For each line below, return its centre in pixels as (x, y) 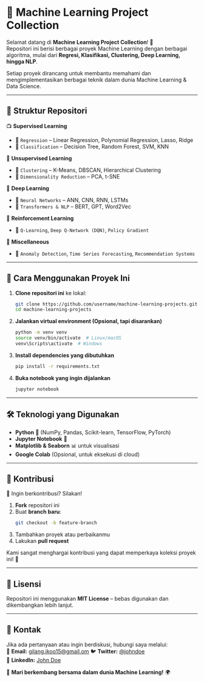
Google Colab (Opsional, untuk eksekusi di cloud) (77, 454)
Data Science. (24, 86)
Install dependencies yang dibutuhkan (64, 355)
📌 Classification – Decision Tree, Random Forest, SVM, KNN (92, 146)
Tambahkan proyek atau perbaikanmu (63, 534)
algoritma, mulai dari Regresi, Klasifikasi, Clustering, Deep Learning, (93, 55)
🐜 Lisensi (24, 584)
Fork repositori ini (37, 505)
